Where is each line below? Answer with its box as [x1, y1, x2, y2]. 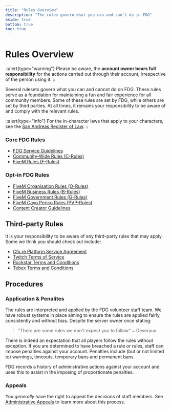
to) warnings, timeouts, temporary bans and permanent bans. [5, 354, 135, 360]
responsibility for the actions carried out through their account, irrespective [5, 71, 166, 77]
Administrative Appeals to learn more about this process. [5, 399, 125, 405]
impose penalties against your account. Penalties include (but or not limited [5, 349, 164, 355]
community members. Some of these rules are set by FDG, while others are [5, 97, 164, 103]
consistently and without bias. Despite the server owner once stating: [5, 318, 152, 324]
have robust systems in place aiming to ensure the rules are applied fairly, [5, 312, 161, 318]
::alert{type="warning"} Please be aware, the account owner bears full [5, 66, 156, 72]
